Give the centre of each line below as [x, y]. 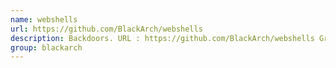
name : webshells [44, 19]
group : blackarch [46, 47]
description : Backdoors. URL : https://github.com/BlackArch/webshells [162, 38]
